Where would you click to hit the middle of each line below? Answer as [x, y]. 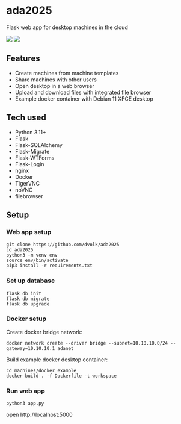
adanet [66, 348]
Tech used [26, 118]
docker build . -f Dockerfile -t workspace [62, 376]
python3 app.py [25, 404]
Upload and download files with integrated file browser [83, 92]
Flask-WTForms [35, 158]
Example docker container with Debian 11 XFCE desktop [84, 98]
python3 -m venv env [32, 255]
